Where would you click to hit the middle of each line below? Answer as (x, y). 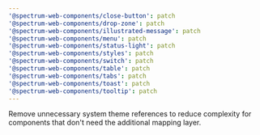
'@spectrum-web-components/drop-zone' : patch (86, 23)
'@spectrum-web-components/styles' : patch (81, 53)
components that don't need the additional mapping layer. (105, 123)
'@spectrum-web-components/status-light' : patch (92, 46)
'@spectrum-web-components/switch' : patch (81, 61)
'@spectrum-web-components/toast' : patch (79, 83)
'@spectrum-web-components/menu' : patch (78, 38)
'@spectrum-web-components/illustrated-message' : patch (104, 31)
